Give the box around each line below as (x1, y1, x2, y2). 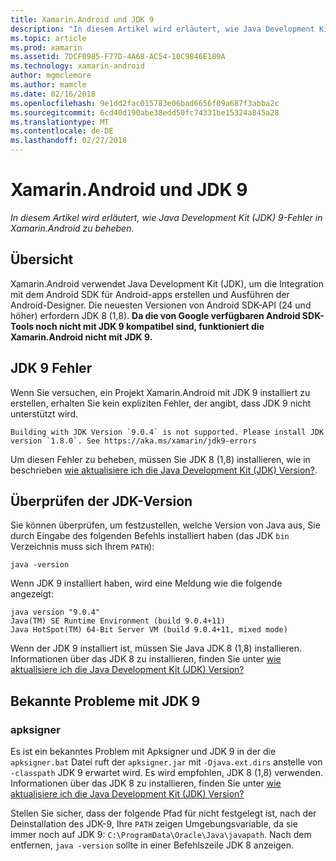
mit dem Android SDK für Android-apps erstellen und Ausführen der (10, 288, 290, 300)
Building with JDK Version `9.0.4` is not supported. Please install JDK (10, 427, 325, 437)
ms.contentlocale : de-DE (10, 126, 114, 136)
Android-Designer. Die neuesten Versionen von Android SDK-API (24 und (10, 299, 312, 311)
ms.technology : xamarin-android (10, 61, 145, 71)
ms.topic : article (10, 33, 87, 43)
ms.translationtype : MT (10, 117, 110, 127)
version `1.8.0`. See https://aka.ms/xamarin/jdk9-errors (10, 436, 257, 446)
